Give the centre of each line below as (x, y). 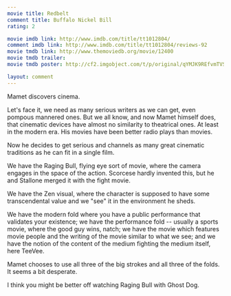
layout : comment (30, 76)
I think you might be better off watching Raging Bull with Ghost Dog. (103, 285)
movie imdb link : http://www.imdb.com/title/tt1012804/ (89, 39)
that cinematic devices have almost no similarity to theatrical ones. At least (113, 124)
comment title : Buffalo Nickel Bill (59, 20)
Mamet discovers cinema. (44, 96)
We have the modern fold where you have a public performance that (104, 214)
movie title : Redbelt (38, 13)
